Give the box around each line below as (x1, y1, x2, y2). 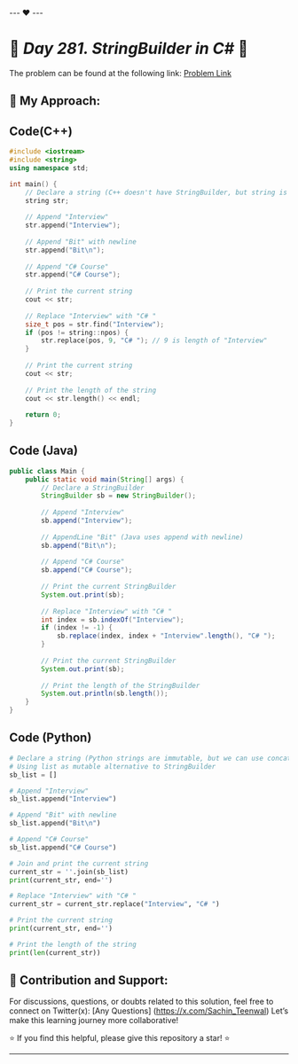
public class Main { (9, 466, 86, 475)
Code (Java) (9, 443, 78, 458)
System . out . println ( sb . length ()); (41, 689, 169, 699)
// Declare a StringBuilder (41, 483, 145, 492)
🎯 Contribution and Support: (9, 973, 169, 988)
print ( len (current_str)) (9, 948, 101, 957)
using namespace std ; (9, 163, 90, 172)
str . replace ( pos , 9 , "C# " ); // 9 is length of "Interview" (41, 336, 268, 345)
